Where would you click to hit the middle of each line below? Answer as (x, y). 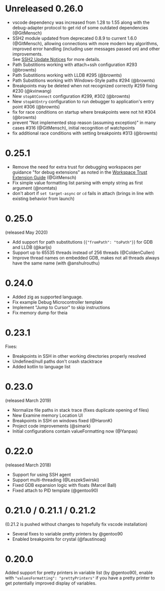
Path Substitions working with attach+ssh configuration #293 (75, 65)
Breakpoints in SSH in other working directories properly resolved (79, 356)
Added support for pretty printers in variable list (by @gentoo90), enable (79, 573)
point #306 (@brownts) (36, 107)
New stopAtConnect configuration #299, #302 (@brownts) (71, 96)
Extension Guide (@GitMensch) (44, 177)
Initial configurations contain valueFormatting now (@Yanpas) (75, 431)
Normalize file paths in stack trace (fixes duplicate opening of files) (81, 410)
